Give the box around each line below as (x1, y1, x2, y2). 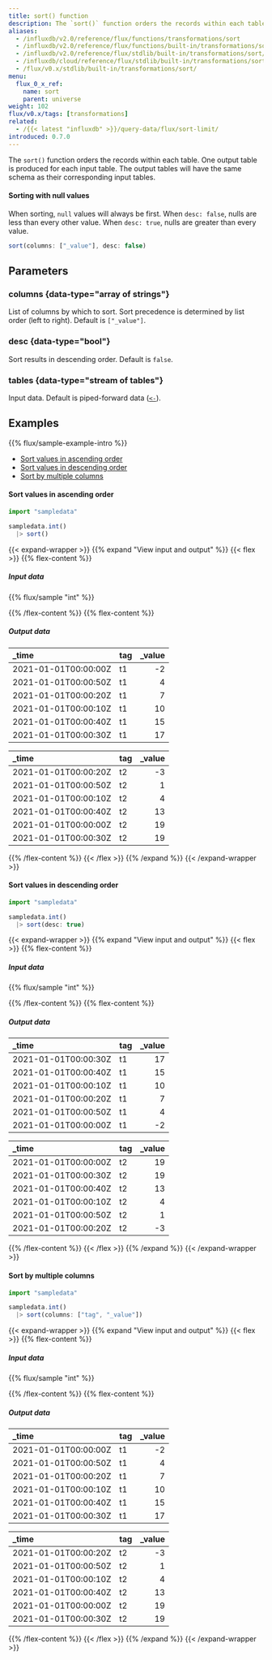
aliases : (8, 27, 38, 35)
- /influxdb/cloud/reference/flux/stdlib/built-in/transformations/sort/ (15, 58, 270, 66)
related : (8, 118, 38, 126)
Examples (8, 416, 59, 430)
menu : (8, 72, 27, 80)
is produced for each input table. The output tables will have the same (8, 163, 242, 173)
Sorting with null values (8, 191, 90, 200)
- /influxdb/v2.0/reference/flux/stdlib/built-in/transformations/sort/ (15, 50, 266, 58)
